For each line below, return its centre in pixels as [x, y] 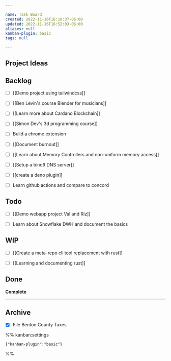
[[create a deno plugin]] [37, 175]
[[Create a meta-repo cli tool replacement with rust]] [68, 253]
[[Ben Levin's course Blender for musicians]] [60, 103]
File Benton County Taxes [40, 325]
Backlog [19, 80]
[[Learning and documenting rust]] [49, 263]
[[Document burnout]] [36, 144]
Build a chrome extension [39, 134]
